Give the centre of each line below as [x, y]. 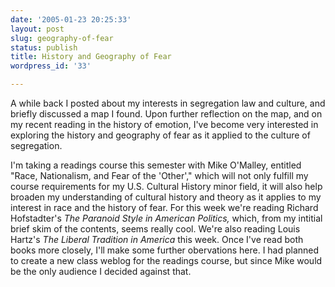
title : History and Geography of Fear [91, 57]
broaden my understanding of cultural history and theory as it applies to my [166, 197]
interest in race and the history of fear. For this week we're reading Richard [164, 207]
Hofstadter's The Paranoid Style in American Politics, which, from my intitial [166, 218]
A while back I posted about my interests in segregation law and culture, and [168, 103]
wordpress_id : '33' [51, 66]
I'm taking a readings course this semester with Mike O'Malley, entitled [156, 165]
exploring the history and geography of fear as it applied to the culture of [160, 135]
